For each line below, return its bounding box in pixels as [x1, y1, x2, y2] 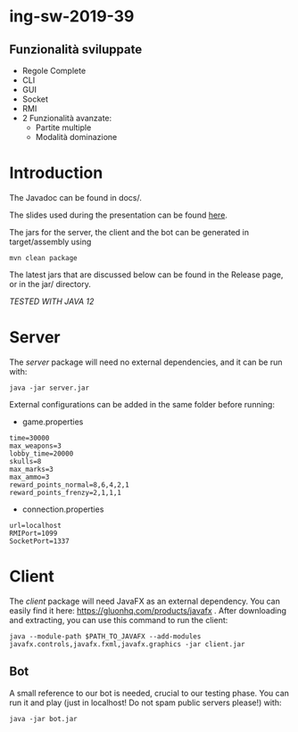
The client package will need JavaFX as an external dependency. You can [9, 596, 281, 606]
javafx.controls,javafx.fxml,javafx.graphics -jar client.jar [9, 639, 245, 648]
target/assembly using [9, 236, 92, 247]
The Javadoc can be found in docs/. [9, 192, 143, 202]
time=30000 [9, 433, 50, 442]
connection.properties [21, 504, 104, 514]
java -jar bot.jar [9, 714, 78, 723]
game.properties [21, 416, 84, 427]
